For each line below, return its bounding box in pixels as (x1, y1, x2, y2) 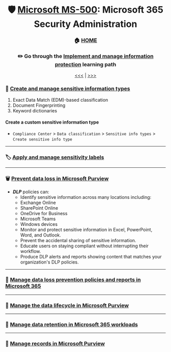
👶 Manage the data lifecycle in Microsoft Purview (5, 302, 129, 309)
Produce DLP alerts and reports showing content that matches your (20, 253, 162, 259)
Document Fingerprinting (12, 102, 66, 108)
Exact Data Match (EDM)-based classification (12, 97, 108, 103)
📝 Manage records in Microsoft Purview (5, 340, 105, 347)
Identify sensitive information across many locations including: (20, 194, 152, 200)
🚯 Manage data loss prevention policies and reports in (5, 276, 141, 283)
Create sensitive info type (12, 137, 72, 142)
